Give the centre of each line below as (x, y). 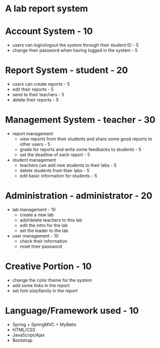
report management (33, 134)
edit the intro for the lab (44, 225)
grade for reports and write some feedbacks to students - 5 (80, 149)
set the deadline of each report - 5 (55, 155)
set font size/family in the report (45, 290)
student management (34, 160)
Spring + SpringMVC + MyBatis (44, 324)
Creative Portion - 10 (48, 266)
